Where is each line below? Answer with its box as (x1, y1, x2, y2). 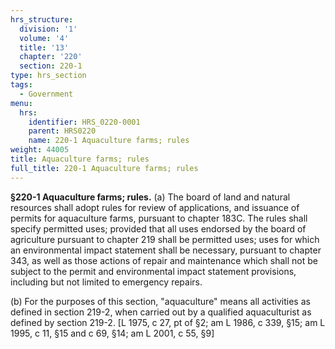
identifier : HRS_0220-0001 (28, 117, 141, 127)
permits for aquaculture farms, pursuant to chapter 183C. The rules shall (10, 212, 308, 224)
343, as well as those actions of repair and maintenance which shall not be (10, 254, 318, 266)
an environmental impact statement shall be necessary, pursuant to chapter (10, 244, 322, 256)
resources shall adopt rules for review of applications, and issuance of (10, 201, 300, 213)
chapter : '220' (19, 52, 83, 62)
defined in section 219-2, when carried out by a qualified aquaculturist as (10, 306, 312, 318)
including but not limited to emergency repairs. (10, 276, 203, 288)
